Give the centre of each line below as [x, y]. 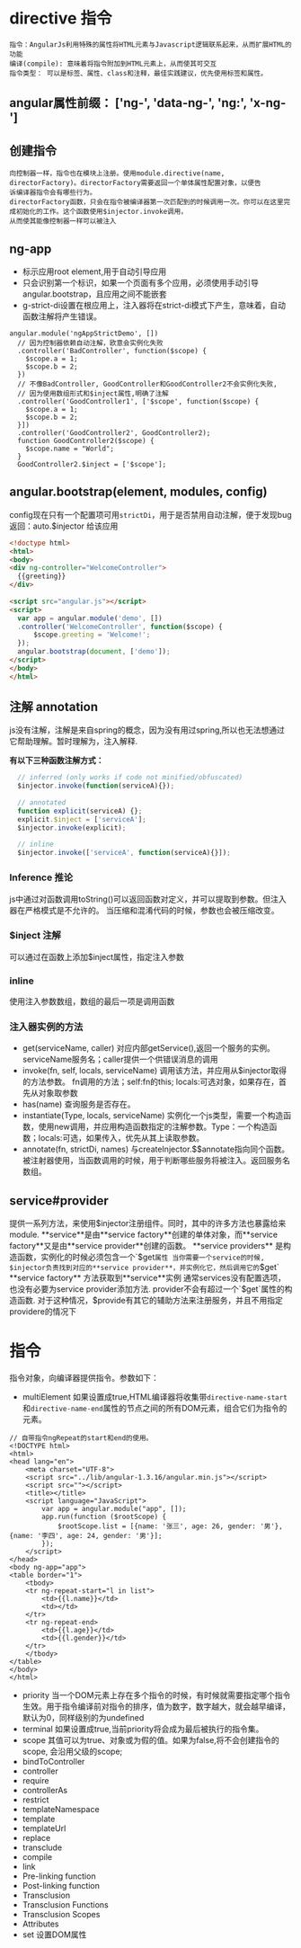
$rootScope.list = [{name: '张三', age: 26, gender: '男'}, [170, 1526]
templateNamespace [61, 1810]
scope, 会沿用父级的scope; [72, 1752]
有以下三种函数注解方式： [57, 761]
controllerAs [45, 1791]
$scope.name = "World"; [70, 449]
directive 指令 [61, 18]
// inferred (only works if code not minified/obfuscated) [130, 778]
